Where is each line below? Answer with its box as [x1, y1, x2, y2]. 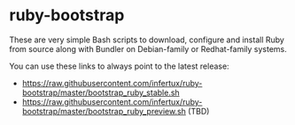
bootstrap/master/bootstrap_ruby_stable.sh [21, 87, 180, 98]
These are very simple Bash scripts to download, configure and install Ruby [9, 34, 285, 45]
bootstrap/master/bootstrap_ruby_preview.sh [21, 106, 186, 116]
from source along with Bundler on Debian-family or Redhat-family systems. [9, 43, 287, 54]
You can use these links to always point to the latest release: [9, 61, 229, 71]
